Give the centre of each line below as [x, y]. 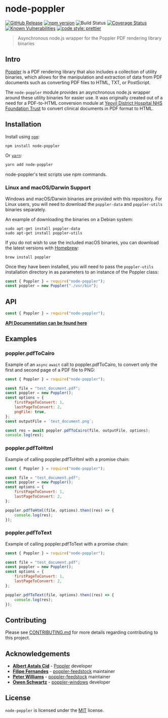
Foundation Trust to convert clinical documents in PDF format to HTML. [79, 108]
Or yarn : [14, 156]
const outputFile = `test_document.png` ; [50, 421]
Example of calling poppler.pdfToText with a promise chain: [67, 544]
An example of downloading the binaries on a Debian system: [69, 219]
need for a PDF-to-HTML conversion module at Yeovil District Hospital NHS [84, 103]
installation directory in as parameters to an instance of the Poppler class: [82, 272]
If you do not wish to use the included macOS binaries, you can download [82, 242]
